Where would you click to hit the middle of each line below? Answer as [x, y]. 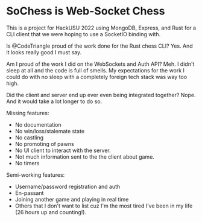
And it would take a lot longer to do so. [54, 101]
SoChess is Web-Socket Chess [86, 11]
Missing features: [28, 113]
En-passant [29, 193]
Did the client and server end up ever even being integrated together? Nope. [101, 95]
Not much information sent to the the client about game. [85, 157]
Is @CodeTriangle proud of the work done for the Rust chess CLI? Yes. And [99, 46]
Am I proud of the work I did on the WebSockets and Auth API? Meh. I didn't [100, 64]
